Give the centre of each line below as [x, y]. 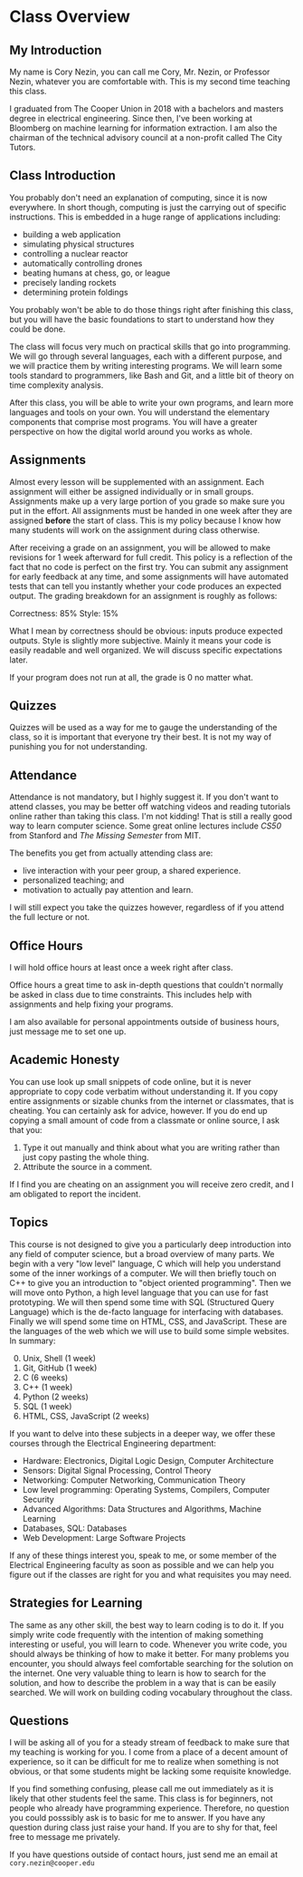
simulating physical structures [78, 244]
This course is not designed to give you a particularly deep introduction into [151, 1244]
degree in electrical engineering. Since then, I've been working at [131, 118]
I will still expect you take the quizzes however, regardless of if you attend [147, 907]
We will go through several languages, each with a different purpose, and [146, 356]
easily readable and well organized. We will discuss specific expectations [146, 650]
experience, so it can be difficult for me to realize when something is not [144, 1762]
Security [38, 1499]
